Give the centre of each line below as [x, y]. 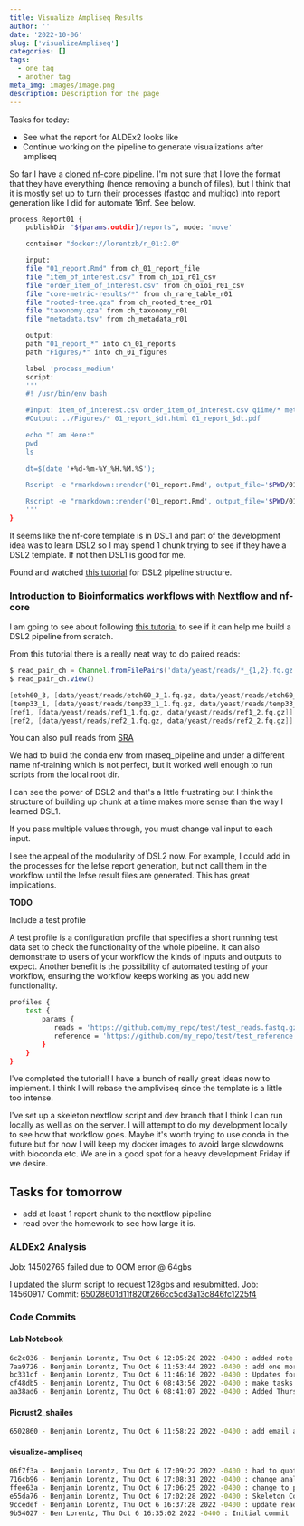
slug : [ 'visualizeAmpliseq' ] [64, 43]
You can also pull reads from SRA [71, 738]
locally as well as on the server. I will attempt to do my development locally [148, 1125]
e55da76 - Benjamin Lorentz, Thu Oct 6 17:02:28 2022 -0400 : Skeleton [147, 1496]
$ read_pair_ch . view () [52, 679]
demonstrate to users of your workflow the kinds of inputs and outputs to [146, 957]
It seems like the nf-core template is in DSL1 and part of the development [145, 535]
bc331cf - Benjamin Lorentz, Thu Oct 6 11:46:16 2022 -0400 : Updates [145, 1375]
